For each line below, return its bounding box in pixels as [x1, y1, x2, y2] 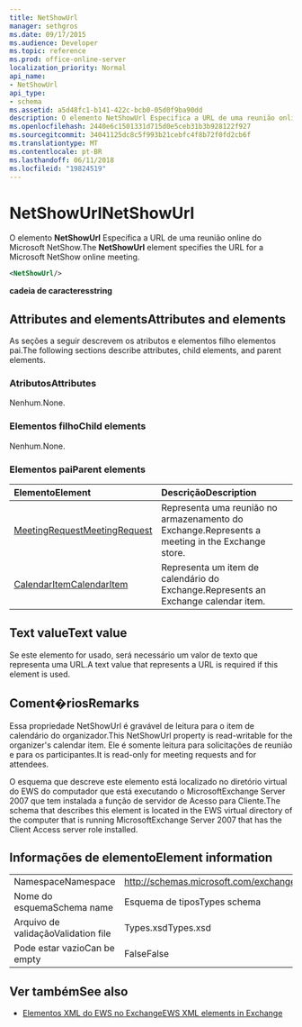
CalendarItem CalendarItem [13, 577, 129, 590]
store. [161, 546, 186, 559]
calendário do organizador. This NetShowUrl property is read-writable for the [9, 730, 293, 741]
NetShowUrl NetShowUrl [9, 203, 195, 223]
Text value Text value [9, 625, 128, 641]
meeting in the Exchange [161, 535, 266, 548]
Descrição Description [161, 486, 257, 498]
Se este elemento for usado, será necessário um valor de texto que [9, 650, 258, 660]
